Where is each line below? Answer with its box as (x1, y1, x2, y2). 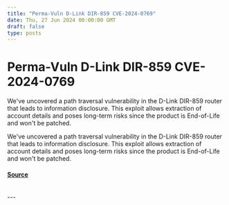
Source (7, 170, 29, 179)
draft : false (7, 23, 45, 30)
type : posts (7, 29, 42, 37)
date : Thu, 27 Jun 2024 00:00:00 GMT (7, 17, 116, 24)
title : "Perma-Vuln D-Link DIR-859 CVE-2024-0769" (7, 10, 156, 17)
